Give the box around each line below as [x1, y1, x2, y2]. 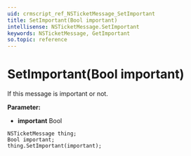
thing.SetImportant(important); [7, 143, 102, 150]
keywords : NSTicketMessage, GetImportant [7, 29, 131, 37]
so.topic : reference [7, 36, 68, 43]
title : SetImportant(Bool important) [7, 17, 118, 24]
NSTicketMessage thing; [7, 130, 77, 137]
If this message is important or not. [7, 90, 109, 98]
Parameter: [7, 103, 41, 112]
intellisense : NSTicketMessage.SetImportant [7, 23, 140, 30]
